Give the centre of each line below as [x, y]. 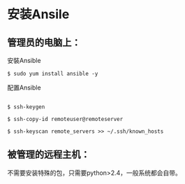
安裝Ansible [24, 61]
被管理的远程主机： [49, 155]
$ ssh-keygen [26, 107]
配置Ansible [24, 87]
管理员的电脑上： [44, 42]
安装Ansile [38, 14]
